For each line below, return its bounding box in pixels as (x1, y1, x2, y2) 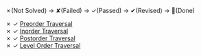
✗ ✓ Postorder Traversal (5, 34, 75, 42)
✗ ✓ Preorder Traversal (5, 20, 73, 27)
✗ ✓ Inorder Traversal (5, 27, 69, 35)
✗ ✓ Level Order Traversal (5, 42, 81, 49)
